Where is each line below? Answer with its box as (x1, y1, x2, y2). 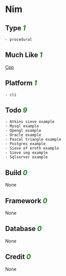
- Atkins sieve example (5, 119, 55, 124)
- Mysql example (5, 124, 39, 129)
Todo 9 (5, 106, 27, 115)
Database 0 (5, 224, 42, 233)
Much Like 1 (5, 51, 42, 59)
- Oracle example (5, 132, 41, 137)
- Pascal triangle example (5, 137, 61, 142)
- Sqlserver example (5, 155, 48, 160)
